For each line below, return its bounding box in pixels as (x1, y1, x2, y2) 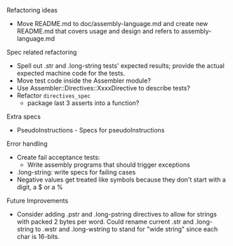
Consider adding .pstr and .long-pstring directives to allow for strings (16, 210, 217, 218)
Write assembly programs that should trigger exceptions (27, 160, 190, 169)
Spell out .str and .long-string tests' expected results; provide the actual (16, 62, 225, 69)
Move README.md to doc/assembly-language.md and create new (16, 20, 208, 27)
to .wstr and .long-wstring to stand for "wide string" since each (35, 225, 218, 233)
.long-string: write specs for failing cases (16, 168, 136, 176)
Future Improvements (6, 196, 69, 205)
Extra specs (6, 112, 41, 121)
